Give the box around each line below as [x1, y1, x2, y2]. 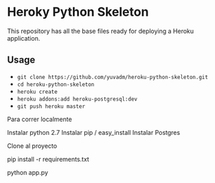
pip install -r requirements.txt [7, 155, 89, 163]
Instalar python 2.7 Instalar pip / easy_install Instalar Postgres [7, 128, 181, 136]
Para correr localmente [7, 115, 72, 123]
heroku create [16, 88, 58, 95]
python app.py [7, 168, 49, 176]
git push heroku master [16, 103, 86, 110]
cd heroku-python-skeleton [16, 80, 95, 88]
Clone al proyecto [7, 142, 57, 150]
